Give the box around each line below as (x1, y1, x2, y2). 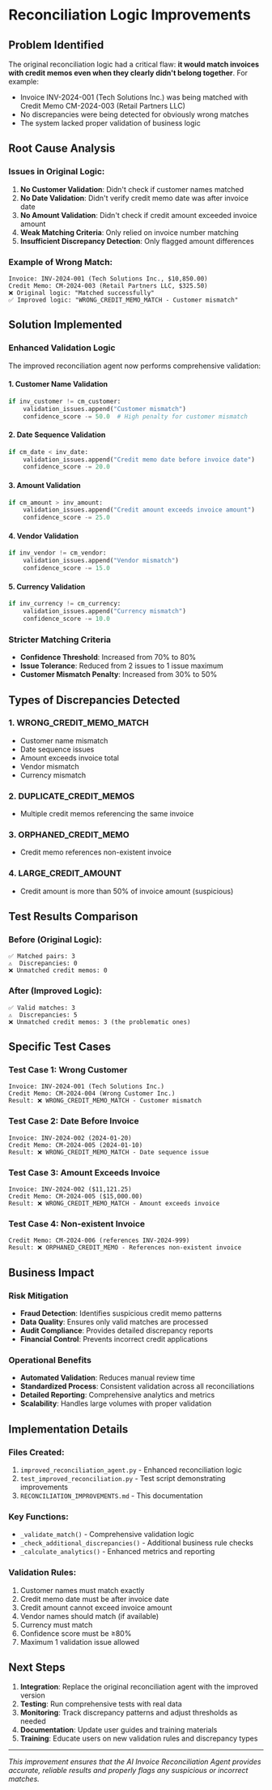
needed (19, 1716, 46, 1726)
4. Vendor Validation (8, 531, 79, 541)
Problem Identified (8, 38, 104, 52)
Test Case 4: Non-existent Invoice (8, 1218, 146, 1229)
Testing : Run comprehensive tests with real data (19, 1699, 182, 1709)
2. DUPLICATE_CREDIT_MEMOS (8, 790, 135, 802)
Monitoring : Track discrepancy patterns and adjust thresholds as (19, 1708, 238, 1718)
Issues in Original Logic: (8, 166, 105, 178)
